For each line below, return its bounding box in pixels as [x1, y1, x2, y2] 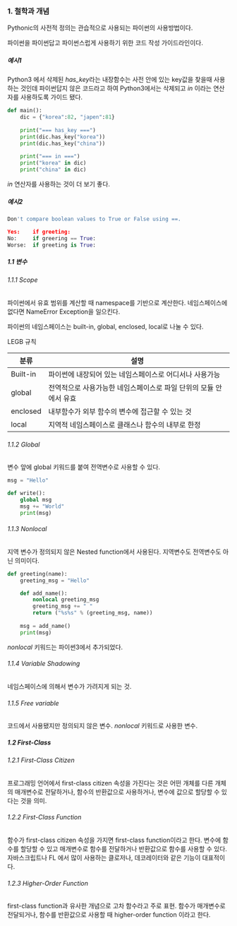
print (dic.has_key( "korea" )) [20, 133, 106, 141]
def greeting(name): [7, 570, 68, 577]
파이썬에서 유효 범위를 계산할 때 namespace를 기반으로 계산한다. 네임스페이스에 [7, 299, 228, 307]
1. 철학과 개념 [7, 6, 50, 16]
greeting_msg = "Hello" [20, 577, 90, 584]
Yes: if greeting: [7, 228, 71, 235]
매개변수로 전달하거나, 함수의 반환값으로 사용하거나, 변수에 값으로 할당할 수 [14, 788, 220, 796]
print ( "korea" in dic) [20, 160, 87, 167]
